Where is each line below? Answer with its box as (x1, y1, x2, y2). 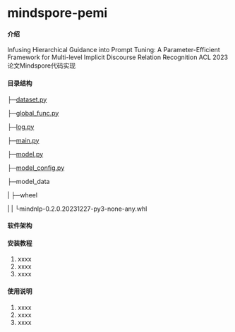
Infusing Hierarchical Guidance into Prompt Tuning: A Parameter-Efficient (7, 46, 220, 54)
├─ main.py (7, 136, 40, 145)
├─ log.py (7, 122, 35, 131)
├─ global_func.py (7, 109, 59, 117)
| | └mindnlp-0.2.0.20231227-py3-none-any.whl (7, 204, 147, 213)
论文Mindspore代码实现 (7, 61, 76, 70)
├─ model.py (7, 149, 44, 158)
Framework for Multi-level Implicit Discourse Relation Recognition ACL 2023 (7, 53, 228, 61)
